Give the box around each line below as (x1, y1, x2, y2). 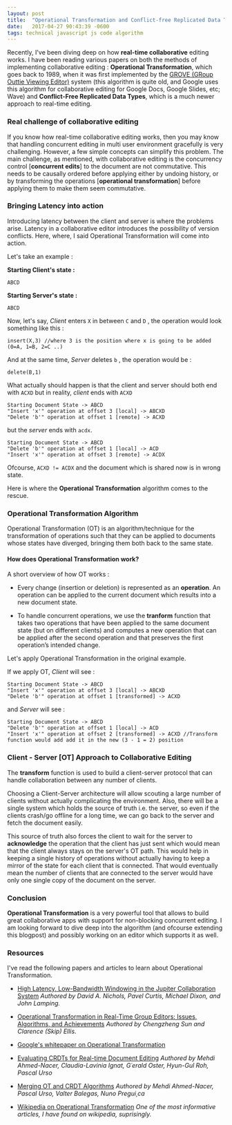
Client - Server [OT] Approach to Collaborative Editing (7, 753, 192, 762)
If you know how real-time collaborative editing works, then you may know (7, 133, 220, 141)
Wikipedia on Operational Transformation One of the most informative (17, 1103, 216, 1111)
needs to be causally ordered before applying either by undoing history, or (7, 169, 219, 177)
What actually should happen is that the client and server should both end (7, 381, 217, 389)
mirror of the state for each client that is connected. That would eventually (7, 861, 219, 869)
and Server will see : (7, 705, 66, 713)
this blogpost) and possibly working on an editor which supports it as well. (7, 930, 219, 939)
